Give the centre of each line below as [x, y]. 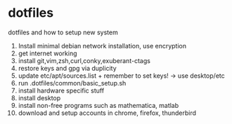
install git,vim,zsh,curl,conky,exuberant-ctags [84, 60]
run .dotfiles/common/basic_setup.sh [72, 83]
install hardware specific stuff [61, 90]
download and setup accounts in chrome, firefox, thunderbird [107, 113]
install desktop [39, 98]
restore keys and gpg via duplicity [67, 68]
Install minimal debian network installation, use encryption [102, 46]
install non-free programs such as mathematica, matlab [98, 105]
